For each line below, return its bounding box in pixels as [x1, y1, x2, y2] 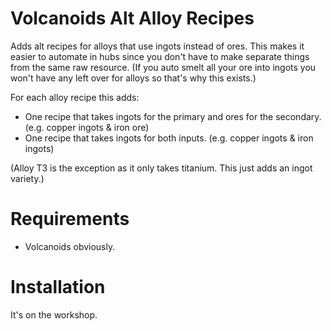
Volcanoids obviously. [24, 240, 116, 252]
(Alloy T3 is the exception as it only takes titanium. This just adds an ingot [10, 162, 313, 174]
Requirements [10, 208, 130, 231]
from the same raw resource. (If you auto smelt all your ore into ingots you [10, 61, 317, 73]
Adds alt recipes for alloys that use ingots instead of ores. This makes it [10, 40, 305, 52]
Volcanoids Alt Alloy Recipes [10, 7, 255, 30]
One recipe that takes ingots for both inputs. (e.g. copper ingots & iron [24, 132, 314, 144]
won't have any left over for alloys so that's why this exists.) [10, 72, 257, 84]
